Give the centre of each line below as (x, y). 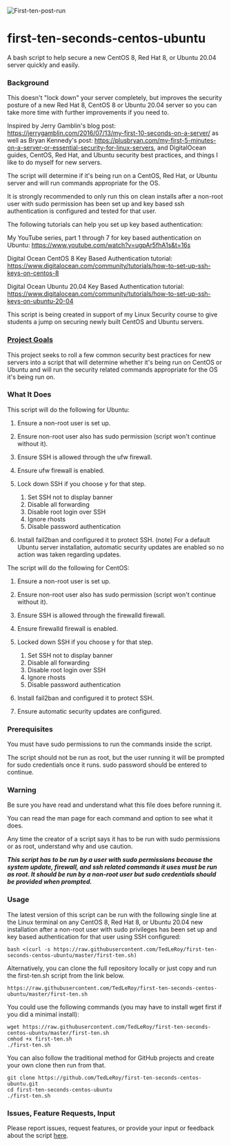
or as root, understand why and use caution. (70, 846)
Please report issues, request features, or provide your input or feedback (111, 1128)
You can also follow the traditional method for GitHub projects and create (111, 1058)
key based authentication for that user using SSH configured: (94, 936)
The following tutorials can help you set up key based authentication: (105, 225)
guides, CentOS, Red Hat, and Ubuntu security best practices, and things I (113, 155)
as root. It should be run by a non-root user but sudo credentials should (112, 874)
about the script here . (38, 1136)
